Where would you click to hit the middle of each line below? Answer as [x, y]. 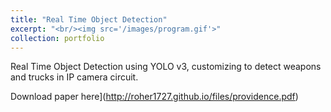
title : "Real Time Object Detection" [89, 19]
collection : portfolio [57, 38]
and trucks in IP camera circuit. [74, 77]
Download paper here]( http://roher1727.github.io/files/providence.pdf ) [154, 97]
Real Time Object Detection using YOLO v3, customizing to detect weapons [166, 67]
